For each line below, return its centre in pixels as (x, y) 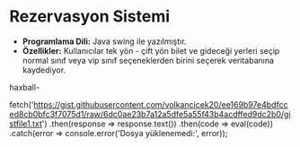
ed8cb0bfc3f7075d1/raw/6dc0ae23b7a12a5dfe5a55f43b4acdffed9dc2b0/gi (150, 114)
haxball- (25, 87)
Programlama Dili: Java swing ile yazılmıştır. (104, 41)
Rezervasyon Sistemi (90, 17)
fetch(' (22, 104)
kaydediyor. (44, 70)
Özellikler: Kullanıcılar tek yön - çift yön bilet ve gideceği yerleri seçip (151, 50)
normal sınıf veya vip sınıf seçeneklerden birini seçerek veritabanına (148, 60)
